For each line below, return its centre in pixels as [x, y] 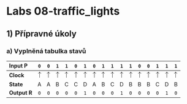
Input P [18, 66]
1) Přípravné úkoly [41, 34]
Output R [21, 93]
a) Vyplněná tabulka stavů [46, 51]
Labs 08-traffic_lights [63, 11]
